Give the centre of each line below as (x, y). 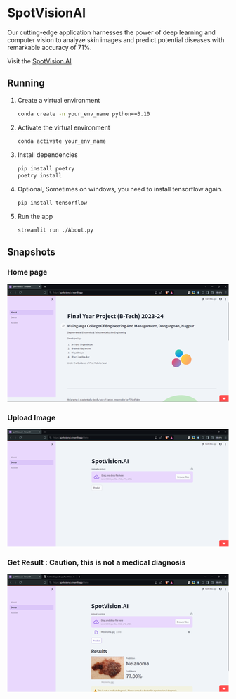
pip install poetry (46, 168)
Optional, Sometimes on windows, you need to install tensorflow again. (120, 189)
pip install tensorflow (52, 203)
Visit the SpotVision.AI (39, 61)
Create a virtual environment (59, 100)
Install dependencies (48, 155)
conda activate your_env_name (62, 141)
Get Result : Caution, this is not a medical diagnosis (97, 562)
